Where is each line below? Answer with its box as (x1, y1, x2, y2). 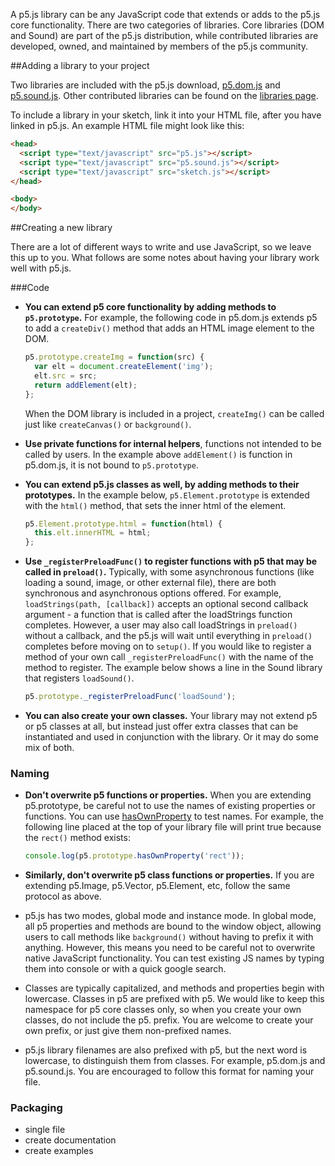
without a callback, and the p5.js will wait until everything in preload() (24, 630, 313, 642)
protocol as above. (24, 890, 102, 903)
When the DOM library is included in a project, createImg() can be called (24, 407, 325, 419)
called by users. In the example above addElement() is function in (24, 448, 293, 460)
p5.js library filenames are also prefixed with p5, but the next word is (24, 1044, 308, 1056)
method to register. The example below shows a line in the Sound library (24, 662, 323, 674)
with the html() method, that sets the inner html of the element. (24, 499, 287, 511)
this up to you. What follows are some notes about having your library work (10, 252, 320, 264)
